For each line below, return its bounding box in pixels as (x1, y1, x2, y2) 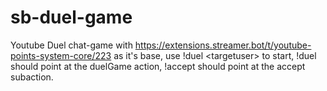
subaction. (10, 71, 54, 83)
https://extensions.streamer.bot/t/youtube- (134, 39, 312, 51)
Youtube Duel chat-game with (10, 39, 133, 51)
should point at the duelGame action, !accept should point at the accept (10, 60, 306, 72)
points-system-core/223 (10, 49, 112, 61)
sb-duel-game (10, 6, 133, 29)
